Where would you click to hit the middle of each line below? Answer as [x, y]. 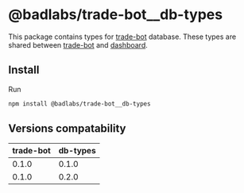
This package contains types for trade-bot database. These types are [122, 37]
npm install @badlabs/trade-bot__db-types [79, 104]
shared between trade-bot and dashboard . [78, 44]
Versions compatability [67, 129]
